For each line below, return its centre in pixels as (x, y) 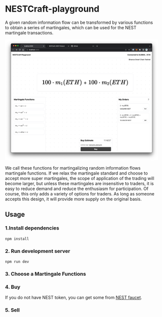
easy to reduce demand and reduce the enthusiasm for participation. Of (77, 189)
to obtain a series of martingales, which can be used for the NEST (71, 27)
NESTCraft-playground (52, 9)
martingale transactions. (29, 33)
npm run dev (17, 262)
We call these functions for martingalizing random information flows (73, 168)
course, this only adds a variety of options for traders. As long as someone (80, 194)
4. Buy (13, 287)
